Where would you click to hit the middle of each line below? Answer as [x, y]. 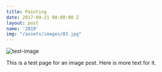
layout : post [22, 23]
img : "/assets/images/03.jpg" [44, 34]
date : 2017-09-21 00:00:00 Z [43, 17]
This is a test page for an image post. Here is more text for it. [81, 63]
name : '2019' [22, 28]
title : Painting [26, 12]
